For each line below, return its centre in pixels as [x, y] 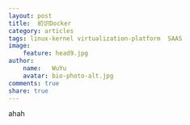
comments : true [34, 83]
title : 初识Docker [40, 23]
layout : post [30, 16]
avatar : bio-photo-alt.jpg [68, 76]
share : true [28, 91]
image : [19, 46]
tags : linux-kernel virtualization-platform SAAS [95, 38]
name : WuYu [45, 69]
